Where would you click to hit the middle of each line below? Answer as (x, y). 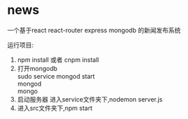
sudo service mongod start (56, 76)
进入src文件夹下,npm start (55, 108)
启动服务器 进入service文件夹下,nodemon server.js (90, 99)
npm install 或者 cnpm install (58, 59)
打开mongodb (37, 68)
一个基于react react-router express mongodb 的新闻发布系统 (94, 30)
